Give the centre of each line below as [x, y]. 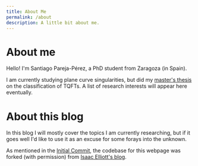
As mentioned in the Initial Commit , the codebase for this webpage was [94, 151]
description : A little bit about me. [53, 23]
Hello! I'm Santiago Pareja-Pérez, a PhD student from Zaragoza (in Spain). [97, 68]
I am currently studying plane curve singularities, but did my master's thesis [99, 80]
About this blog [45, 116]
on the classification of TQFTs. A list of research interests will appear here [97, 86]
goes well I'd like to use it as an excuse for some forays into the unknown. [97, 139]
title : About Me [26, 12]
